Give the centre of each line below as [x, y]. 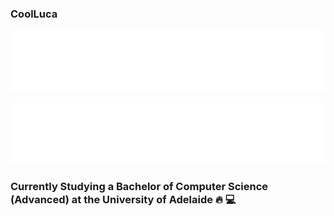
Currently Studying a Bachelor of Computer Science [139, 187]
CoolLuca [34, 14]
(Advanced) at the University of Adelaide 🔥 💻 [123, 200]
